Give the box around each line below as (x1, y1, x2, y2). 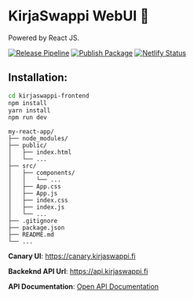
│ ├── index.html (8, 148, 72, 156)
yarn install (8, 106, 51, 115)
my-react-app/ (8, 128, 55, 136)
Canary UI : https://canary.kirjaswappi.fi (8, 251, 136, 261)
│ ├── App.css (8, 183, 61, 191)
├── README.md (8, 231, 55, 239)
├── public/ (8, 141, 47, 150)
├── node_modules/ (8, 135, 68, 143)
